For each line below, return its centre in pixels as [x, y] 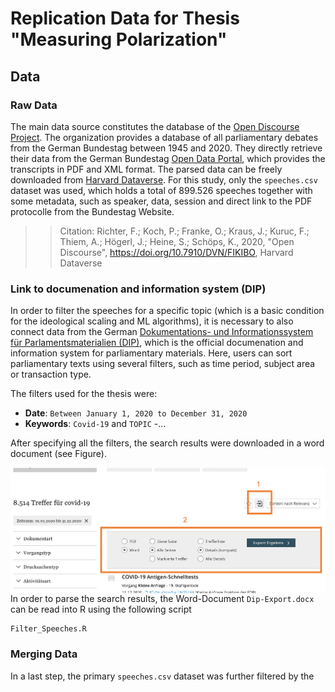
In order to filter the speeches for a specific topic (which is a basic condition [167, 311]
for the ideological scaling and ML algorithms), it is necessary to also [152, 321]
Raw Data [34, 105]
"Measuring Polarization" [119, 39]
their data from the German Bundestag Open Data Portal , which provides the [168, 158]
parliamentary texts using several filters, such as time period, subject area [163, 364]
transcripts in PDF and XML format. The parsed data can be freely [146, 169]
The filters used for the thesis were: [84, 394]
